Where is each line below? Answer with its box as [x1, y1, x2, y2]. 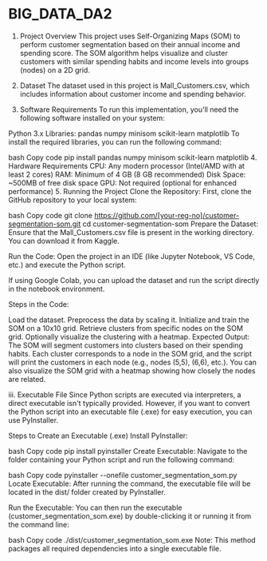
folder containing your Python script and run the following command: [8, 455, 235, 464]
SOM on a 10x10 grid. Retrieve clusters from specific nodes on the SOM [8, 323, 243, 332]
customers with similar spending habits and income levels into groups [19, 57, 249, 66]
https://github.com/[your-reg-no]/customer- [94, 210, 240, 220]
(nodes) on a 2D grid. [19, 65, 90, 74]
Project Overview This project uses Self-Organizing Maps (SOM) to [19, 31, 241, 41]
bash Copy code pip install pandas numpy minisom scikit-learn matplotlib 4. [8, 153, 257, 162]
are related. [8, 374, 46, 384]
